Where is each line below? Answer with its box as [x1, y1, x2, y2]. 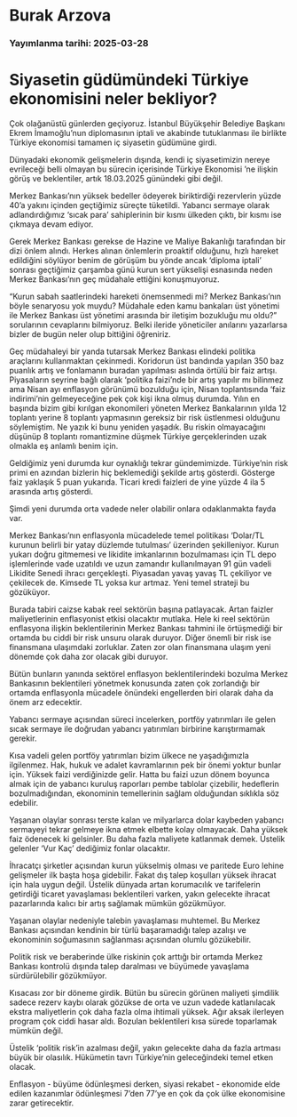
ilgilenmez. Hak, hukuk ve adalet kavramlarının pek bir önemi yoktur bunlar [9, 759, 282, 770]
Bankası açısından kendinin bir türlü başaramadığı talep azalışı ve [9, 925, 246, 936]
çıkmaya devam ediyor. [9, 219, 94, 229]
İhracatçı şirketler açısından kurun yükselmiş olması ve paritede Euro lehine [9, 860, 285, 872]
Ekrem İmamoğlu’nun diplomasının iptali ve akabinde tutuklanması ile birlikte [9, 128, 287, 139]
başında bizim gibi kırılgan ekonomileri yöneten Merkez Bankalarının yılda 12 [9, 403, 287, 414]
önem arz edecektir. [9, 697, 82, 708]
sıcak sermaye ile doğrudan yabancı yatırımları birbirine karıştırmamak [9, 724, 266, 735]
